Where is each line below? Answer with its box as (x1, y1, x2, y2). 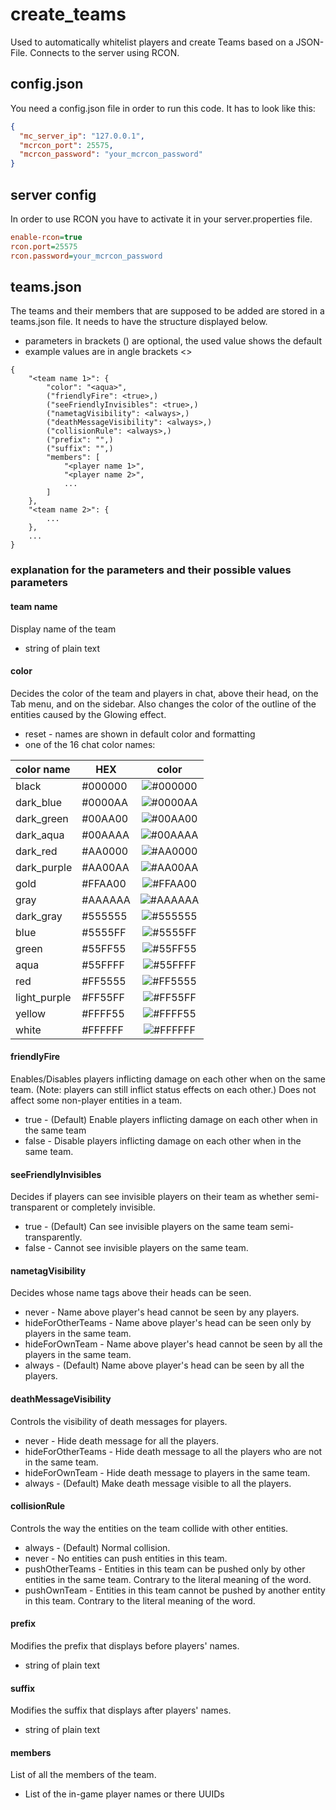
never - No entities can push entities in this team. (24, 1552, 228, 1564)
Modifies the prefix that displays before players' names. (10, 1639, 240, 1652)
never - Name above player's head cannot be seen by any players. (24, 1306, 300, 1318)
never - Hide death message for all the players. (24, 1434, 220, 1447)
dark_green (15, 811, 69, 825)
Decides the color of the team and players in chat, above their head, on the (10, 687, 319, 699)
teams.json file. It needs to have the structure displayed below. (10, 316, 268, 328)
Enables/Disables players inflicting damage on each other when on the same (10, 1073, 326, 1085)
